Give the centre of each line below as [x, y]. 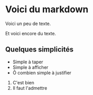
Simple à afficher [30, 67]
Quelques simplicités [39, 50]
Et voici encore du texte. [31, 33]
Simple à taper [28, 62]
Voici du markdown [47, 9]
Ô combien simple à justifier [42, 73]
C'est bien [23, 82]
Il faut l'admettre [30, 88]
